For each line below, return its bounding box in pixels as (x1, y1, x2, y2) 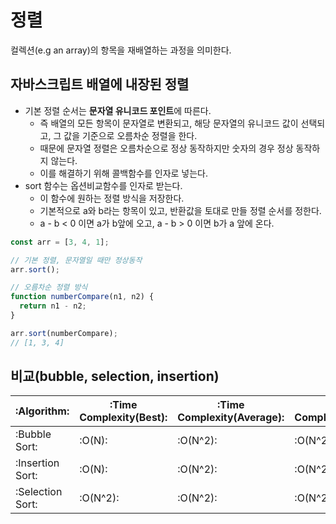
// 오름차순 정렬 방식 (10, 282, 88, 293)
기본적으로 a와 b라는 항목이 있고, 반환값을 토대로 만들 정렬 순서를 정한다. (39, 204, 322, 216)
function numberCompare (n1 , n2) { (10, 292, 155, 302)
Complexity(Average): (177, 411, 285, 425)
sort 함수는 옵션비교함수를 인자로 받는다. (24, 179, 183, 191)
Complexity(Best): (79, 411, 168, 425)
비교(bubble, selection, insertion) (10, 368, 220, 385)
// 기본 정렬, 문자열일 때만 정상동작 (10, 255, 143, 265)
